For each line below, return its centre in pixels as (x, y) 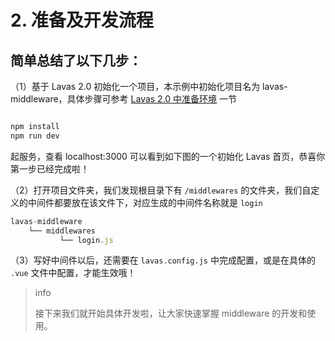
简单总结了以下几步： (76, 60)
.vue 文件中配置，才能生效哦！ (73, 273)
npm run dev (35, 136)
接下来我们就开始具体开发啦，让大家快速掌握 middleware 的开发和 (171, 313)
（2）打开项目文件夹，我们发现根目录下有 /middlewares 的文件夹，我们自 (161, 190)
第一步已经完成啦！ (50, 168)
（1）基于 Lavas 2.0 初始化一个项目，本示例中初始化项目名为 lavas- (149, 86)
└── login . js (86, 240)
